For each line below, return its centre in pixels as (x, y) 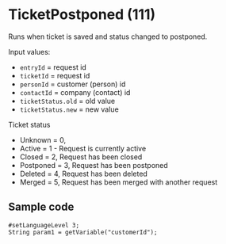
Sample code (41, 207)
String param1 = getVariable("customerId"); (83, 232)
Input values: (29, 51)
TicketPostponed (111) (82, 15)
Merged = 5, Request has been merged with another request (119, 182)
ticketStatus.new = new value (69, 109)
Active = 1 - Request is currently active (83, 148)
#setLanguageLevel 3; (44, 225)
